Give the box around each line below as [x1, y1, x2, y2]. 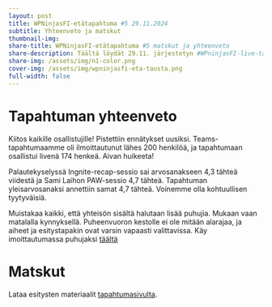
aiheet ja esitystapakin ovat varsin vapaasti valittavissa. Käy [8, 225, 208, 235]
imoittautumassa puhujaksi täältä [8, 234, 118, 244]
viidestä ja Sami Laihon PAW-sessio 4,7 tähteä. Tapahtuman [8, 175, 208, 185]
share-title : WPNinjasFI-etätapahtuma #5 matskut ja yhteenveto [8, 42, 230, 50]
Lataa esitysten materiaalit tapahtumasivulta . [8, 289, 158, 299]
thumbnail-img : [8, 34, 60, 43]
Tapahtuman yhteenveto [8, 107, 177, 126]
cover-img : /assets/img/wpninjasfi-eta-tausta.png [8, 65, 183, 73]
